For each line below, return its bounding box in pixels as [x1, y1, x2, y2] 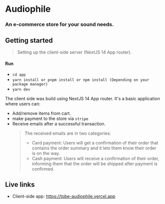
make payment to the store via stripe [12, 116, 89, 121]
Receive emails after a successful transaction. [12, 121, 106, 127]
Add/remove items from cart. [12, 111, 71, 117]
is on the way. [32, 150, 61, 156]
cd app [12, 72, 26, 77]
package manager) [12, 82, 48, 87]
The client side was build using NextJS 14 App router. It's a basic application [5, 96, 160, 102]
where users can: [5, 101, 40, 107]
